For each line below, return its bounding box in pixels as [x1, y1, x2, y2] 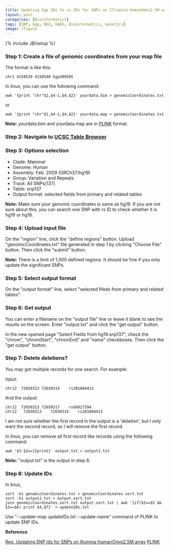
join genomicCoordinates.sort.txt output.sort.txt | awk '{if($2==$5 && [5, 500, 162, 506]
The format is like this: [5, 65, 52, 71]
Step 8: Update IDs [5, 470, 52, 477]
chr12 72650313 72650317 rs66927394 [5, 405, 92, 410]
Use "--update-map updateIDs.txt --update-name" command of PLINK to [5, 514, 158, 520]
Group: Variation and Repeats [12, 175, 74, 181]
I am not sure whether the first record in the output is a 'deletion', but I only [5, 418, 161, 424]
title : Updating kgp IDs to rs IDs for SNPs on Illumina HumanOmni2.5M [5, 7, 159, 13]
